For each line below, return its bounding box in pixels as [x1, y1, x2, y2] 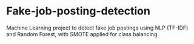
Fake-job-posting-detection [6, 4, 150, 18]
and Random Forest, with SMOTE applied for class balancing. [6, 30, 159, 37]
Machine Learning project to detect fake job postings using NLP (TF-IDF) [6, 24, 189, 31]
